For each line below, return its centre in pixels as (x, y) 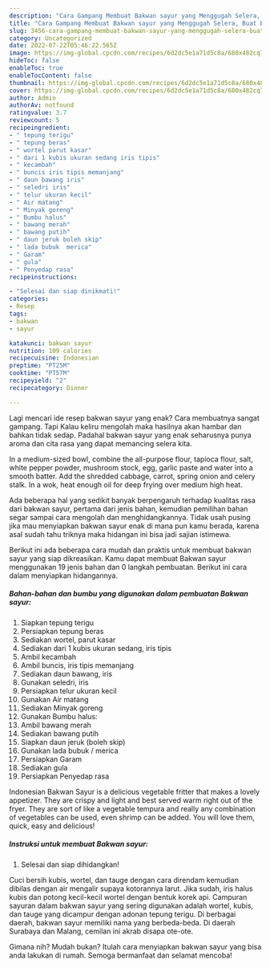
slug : (18, 31)
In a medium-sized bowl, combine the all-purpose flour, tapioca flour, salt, (131, 459)
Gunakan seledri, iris (54, 682)
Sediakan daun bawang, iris (66, 673)
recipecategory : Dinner (49, 388)
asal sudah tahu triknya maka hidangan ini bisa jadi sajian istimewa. (120, 534)
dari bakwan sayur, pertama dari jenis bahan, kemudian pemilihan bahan (129, 508)
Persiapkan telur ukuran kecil (69, 690)
